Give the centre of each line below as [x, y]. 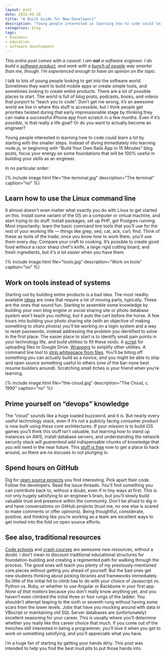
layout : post [19, 10]
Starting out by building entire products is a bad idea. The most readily [77, 295]
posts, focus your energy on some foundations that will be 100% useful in [80, 153]
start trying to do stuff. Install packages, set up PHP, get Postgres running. [81, 221]
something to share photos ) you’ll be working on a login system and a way [81, 326]
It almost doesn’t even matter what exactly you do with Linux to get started [81, 210]
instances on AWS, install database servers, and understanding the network [82, 437]
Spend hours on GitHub [42, 468]
